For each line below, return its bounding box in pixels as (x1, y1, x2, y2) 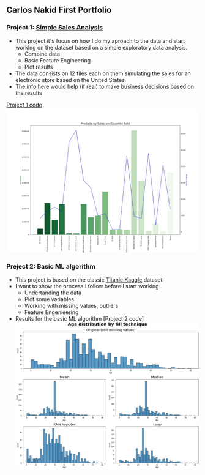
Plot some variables (24, 295, 75, 302)
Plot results (24, 63, 53, 70)
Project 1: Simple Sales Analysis (6, 23, 103, 32)
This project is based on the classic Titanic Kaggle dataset (15, 275, 163, 283)
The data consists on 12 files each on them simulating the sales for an (15, 70, 192, 77)
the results (15, 89, 43, 97)
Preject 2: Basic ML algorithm (6, 262, 96, 271)
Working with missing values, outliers (24, 302, 119, 309)
